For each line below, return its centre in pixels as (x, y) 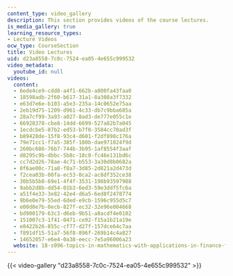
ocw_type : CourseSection (43, 46)
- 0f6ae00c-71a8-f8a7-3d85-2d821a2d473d (72, 168)
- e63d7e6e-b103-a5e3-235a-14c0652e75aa (72, 104)
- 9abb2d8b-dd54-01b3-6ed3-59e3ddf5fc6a (72, 188)
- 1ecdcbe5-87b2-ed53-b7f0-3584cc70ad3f (72, 130)
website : (26, 246)
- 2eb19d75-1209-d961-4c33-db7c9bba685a (72, 110)
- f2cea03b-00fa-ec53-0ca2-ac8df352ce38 (72, 175)
